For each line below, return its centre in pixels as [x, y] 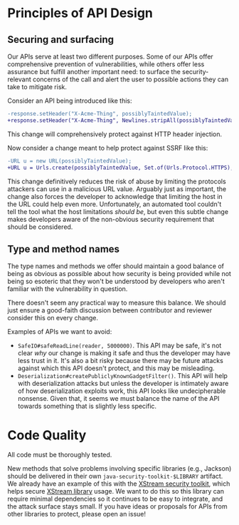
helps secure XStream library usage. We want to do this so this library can [116, 491]
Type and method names [63, 249]
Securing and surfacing [61, 40]
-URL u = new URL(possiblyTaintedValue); [70, 161]
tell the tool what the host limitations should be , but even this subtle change [118, 211]
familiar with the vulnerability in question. [68, 289]
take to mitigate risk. [37, 87]
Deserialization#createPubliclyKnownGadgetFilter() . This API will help [122, 376]
